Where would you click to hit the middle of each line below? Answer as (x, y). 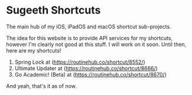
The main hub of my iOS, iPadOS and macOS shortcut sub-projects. (89, 27)
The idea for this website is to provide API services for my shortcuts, (90, 38)
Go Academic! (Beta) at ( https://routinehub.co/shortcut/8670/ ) (91, 74)
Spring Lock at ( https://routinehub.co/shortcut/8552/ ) (80, 62)
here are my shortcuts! (34, 50)
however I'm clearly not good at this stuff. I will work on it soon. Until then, (96, 44)
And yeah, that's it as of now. (41, 86)
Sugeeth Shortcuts (53, 10)
